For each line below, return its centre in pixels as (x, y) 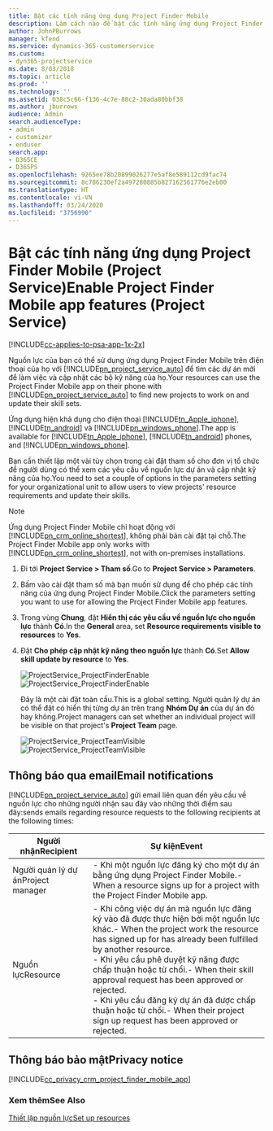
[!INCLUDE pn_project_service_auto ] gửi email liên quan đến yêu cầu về (128, 795)
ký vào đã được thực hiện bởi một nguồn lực (177, 919)
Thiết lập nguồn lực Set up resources (69, 1118)
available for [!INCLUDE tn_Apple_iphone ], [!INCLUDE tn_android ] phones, (130, 437)
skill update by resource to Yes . (74, 659)
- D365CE (23, 159)
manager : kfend (34, 39)
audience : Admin (36, 115)
